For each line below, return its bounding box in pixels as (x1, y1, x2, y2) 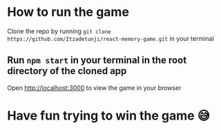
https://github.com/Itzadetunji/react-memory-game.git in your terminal (7, 34, 214, 42)
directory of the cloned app (7, 65, 127, 77)
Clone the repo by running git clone (7, 27, 112, 35)
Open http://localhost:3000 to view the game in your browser (7, 84, 182, 92)
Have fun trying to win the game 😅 (7, 108, 211, 123)
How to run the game (7, 4, 130, 20)
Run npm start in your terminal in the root (7, 55, 187, 66)
